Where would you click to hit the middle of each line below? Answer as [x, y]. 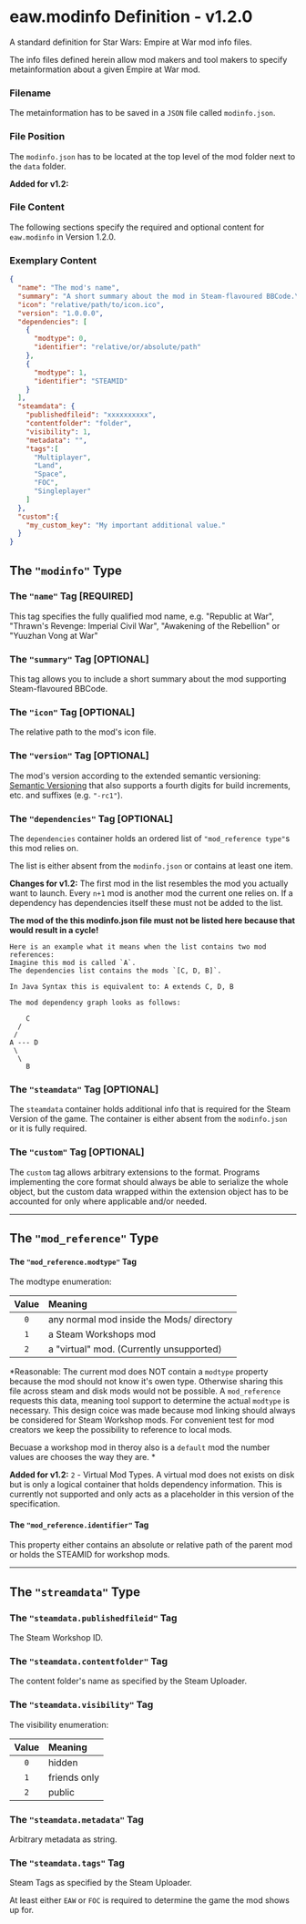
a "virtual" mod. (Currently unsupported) [135, 1349]
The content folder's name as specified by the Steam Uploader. [128, 1681]
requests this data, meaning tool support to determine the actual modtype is [149, 1401]
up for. [22, 1910]
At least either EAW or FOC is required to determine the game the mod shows [149, 1900]
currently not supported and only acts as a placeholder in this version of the [152, 1494]
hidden [63, 1763]
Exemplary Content [53, 260]
